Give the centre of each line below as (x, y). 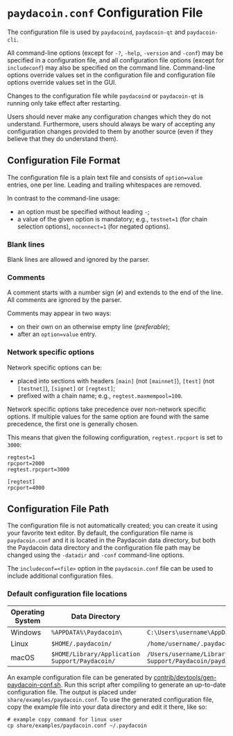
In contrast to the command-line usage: (63, 198)
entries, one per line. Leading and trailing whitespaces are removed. (104, 185)
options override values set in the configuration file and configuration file (111, 75)
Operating (28, 612)
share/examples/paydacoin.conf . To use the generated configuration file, (110, 699)
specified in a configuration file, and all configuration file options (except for (115, 60)
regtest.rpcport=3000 (38, 469)
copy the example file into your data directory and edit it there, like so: (107, 707)
